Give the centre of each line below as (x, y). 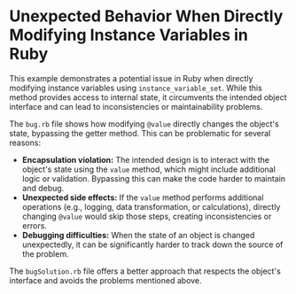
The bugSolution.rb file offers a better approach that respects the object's (145, 271)
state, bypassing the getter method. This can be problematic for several (140, 133)
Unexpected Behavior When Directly (146, 16)
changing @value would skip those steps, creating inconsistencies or (147, 216)
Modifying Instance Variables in (129, 35)
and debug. (43, 188)
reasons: (25, 143)
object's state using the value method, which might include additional (149, 169)
